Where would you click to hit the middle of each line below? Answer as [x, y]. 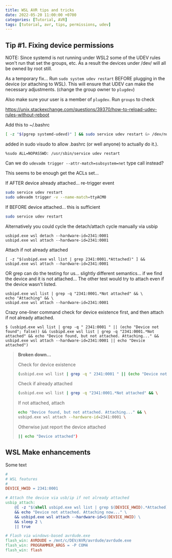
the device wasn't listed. [31, 284]
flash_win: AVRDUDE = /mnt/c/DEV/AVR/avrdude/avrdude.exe [68, 541]
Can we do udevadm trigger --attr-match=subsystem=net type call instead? [84, 163]
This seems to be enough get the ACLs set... [52, 173]
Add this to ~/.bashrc [28, 125]
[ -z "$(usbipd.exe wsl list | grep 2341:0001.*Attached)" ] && [75, 259]
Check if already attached [45, 384]
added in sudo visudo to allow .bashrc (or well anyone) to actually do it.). [82, 144]
